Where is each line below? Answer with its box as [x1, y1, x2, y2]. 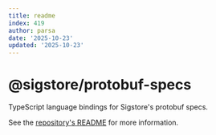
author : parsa [8, 26, 56, 34]
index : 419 [8, 19, 45, 27]
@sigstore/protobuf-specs [8, 76, 192, 94]
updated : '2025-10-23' [8, 42, 84, 50]
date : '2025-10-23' [8, 34, 74, 42]
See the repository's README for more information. [8, 117, 179, 128]
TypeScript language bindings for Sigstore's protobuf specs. [8, 102, 209, 112]
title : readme [8, 11, 56, 20]
